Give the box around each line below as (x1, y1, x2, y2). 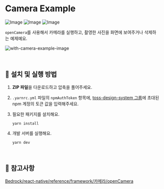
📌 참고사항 (5, 164, 35, 172)
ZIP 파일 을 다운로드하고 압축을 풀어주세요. (12, 84, 93, 90)
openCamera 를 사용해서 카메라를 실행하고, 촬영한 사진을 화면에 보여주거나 (5, 29, 143, 35)
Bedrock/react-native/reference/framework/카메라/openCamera (5, 178, 134, 184)
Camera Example (5, 3, 76, 14)
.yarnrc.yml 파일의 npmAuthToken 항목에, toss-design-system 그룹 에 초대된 (12, 94, 160, 101)
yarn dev (12, 140, 30, 145)
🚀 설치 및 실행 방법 (5, 70, 57, 79)
